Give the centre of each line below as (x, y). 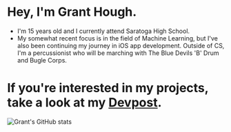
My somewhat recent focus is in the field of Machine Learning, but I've (118, 38)
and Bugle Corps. (42, 60)
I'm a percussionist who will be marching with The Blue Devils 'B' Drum (118, 53)
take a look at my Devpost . (84, 103)
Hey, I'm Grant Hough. (72, 12)
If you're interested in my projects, (108, 88)
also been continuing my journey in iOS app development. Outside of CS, (121, 45)
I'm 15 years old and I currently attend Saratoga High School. (103, 31)
